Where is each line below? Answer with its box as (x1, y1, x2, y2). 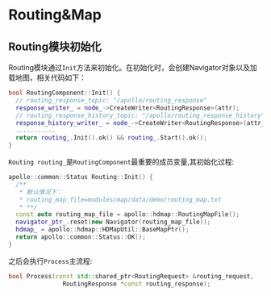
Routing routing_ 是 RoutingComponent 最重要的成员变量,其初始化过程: (8, 157, 235, 166)
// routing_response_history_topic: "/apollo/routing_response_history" (15, 111, 265, 119)
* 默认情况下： (19, 188, 63, 196)
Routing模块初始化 (8, 40, 102, 53)
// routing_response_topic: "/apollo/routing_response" (15, 96, 207, 104)
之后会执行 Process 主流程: (8, 256, 93, 265)
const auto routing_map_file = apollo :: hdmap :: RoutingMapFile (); (15, 211, 240, 219)
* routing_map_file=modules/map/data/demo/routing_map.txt (19, 195, 222, 203)
